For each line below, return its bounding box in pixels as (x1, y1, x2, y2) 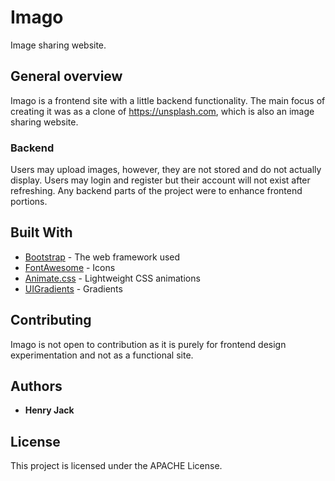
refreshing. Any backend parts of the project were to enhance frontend (10, 185, 303, 197)
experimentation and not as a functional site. (10, 349, 194, 361)
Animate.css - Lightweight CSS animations (24, 272, 201, 284)
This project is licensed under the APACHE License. (10, 460, 223, 472)
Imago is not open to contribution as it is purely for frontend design (10, 338, 287, 350)
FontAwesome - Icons (24, 261, 116, 273)
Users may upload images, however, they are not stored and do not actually (10, 164, 322, 176)
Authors (10, 378, 63, 395)
